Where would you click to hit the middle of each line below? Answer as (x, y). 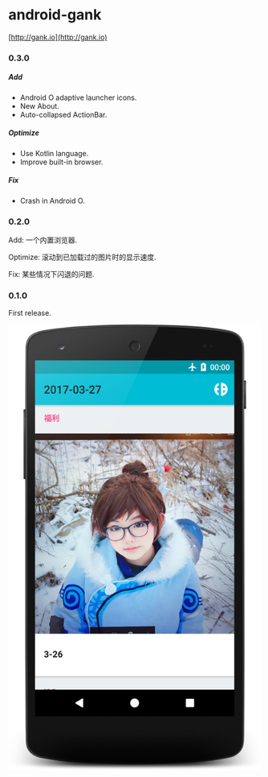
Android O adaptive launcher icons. (78, 97)
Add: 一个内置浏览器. (43, 240)
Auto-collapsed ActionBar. (63, 114)
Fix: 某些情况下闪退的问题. (51, 275)
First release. (30, 313)
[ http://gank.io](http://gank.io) (58, 37)
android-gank (55, 15)
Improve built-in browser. (61, 162)
